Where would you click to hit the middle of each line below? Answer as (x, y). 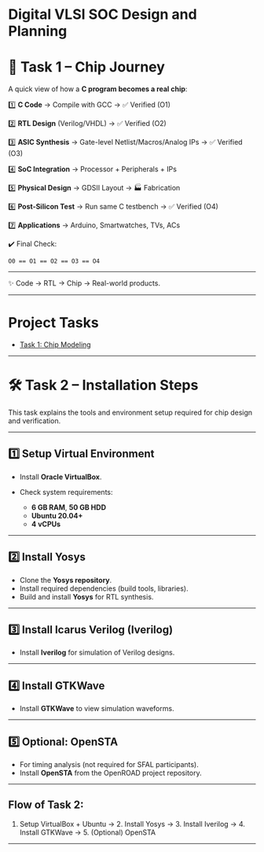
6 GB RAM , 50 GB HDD (68, 507)
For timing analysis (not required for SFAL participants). (109, 765)
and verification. (35, 421)
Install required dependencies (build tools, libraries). (104, 588)
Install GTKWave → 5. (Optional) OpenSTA (87, 832)
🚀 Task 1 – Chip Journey (86, 67)
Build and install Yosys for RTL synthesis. (86, 596)
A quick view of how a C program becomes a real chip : (98, 89)
